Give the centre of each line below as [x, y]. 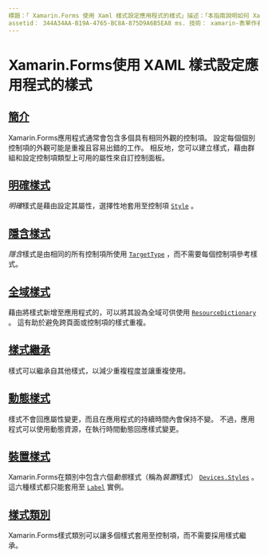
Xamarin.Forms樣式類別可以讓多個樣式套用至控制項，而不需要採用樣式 [124, 535]
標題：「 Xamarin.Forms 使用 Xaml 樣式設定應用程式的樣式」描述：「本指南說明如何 [129, 16]
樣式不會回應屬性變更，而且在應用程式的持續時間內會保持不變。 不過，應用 [132, 419]
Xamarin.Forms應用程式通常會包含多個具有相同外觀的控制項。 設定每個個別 [132, 137]
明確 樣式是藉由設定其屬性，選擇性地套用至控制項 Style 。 [103, 206]
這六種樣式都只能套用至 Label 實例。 [68, 487]
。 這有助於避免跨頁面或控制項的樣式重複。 [79, 322]
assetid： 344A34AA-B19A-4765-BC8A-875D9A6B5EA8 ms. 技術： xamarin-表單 [130, 23]
